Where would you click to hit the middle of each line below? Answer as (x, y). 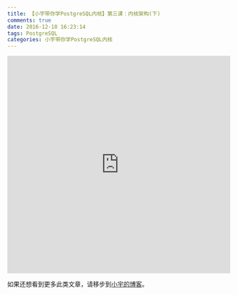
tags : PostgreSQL (33, 33)
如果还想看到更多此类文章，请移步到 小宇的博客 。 (78, 285)
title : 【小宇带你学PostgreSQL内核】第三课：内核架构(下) (84, 14)
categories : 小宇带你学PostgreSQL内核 (60, 40)
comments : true (29, 20)
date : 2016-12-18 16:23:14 (46, 27)
